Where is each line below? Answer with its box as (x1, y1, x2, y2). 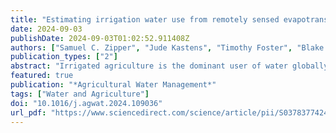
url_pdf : (10, 107, 47, 118)
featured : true (10, 71, 74, 81)
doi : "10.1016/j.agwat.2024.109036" (10, 98, 163, 108)
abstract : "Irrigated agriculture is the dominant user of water (10, 61, 288, 71)
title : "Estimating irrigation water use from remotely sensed (10, 14, 280, 25)
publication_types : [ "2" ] (10, 52, 118, 62)
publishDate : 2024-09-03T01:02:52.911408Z (10, 33, 190, 43)
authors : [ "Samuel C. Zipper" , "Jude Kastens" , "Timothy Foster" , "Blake (10, 42, 325, 53)
